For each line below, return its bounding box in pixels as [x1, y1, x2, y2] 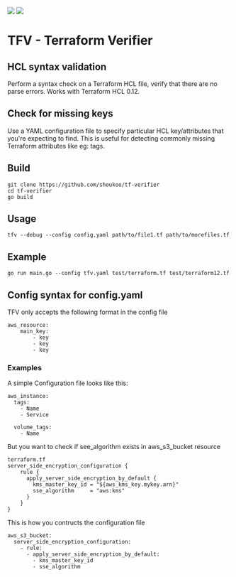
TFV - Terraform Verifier [7, 33, 153, 49]
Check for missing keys [7, 107, 113, 120]
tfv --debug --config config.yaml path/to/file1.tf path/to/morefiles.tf [7, 232, 230, 239]
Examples [7, 362, 43, 372]
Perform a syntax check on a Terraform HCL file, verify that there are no [7, 80, 218, 88]
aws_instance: [7, 393, 50, 400]
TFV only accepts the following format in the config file [7, 308, 168, 316]
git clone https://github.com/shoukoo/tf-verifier [7, 181, 160, 188]
